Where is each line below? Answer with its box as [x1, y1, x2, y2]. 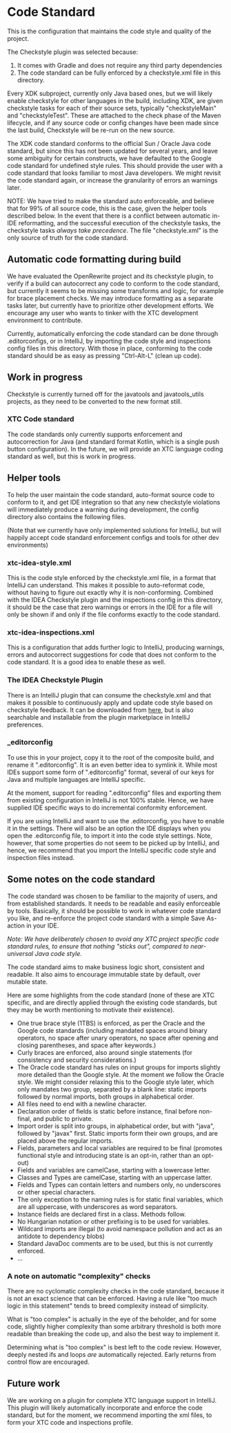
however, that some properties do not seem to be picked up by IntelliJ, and [7, 839, 220, 847]
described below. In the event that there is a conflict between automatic [7, 212, 211, 220]
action [7, 921, 26, 930]
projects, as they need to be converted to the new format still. [7, 397, 183, 405]
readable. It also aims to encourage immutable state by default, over [7, 970, 201, 978]
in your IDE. [26, 921, 59, 930]
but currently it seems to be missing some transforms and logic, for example [7, 286, 224, 294]
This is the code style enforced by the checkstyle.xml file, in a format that [7, 573, 217, 581]
